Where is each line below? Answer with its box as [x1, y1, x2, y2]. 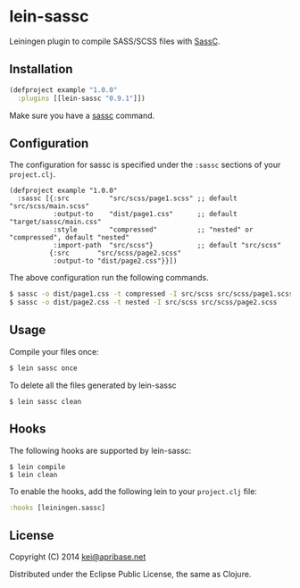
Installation [9, 62, 73, 77]
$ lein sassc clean [9, 397, 82, 406]
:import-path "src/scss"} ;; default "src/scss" [53, 241, 281, 250]
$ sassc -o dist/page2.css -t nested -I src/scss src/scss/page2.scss [9, 298, 278, 307]
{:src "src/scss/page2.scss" [48, 248, 181, 258]
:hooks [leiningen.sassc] [9, 503, 105, 512]
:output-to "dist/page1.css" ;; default [53, 210, 238, 219]
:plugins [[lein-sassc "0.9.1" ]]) [17, 94, 146, 103]
